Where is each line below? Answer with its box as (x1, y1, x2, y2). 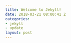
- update (5, 26, 23, 31)
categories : (5, 16, 30, 21)
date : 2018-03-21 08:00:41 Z (5, 12, 66, 17)
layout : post (5, 30, 32, 35)
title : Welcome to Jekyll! (5, 7, 61, 12)
